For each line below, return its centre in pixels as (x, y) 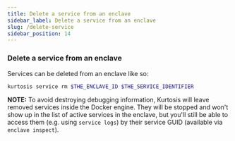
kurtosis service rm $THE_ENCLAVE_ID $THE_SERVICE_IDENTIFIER (101, 86)
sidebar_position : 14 (39, 33)
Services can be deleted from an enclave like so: (78, 73)
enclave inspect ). (33, 130)
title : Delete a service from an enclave (69, 14)
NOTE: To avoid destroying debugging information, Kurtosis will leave (108, 100)
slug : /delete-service (41, 27)
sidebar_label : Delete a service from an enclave (82, 20)
